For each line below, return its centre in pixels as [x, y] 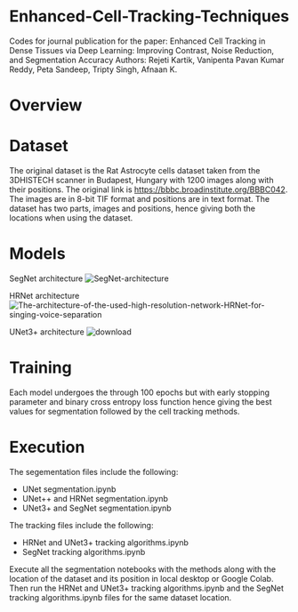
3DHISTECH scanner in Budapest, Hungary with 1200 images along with [141, 181]
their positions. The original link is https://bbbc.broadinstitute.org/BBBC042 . [149, 189]
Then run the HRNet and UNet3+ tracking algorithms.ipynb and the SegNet [147, 588]
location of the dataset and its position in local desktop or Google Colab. [141, 578]
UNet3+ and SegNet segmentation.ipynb [97, 508]
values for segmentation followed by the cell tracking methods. [125, 411]
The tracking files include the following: [81, 525]
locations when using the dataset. [71, 218]
